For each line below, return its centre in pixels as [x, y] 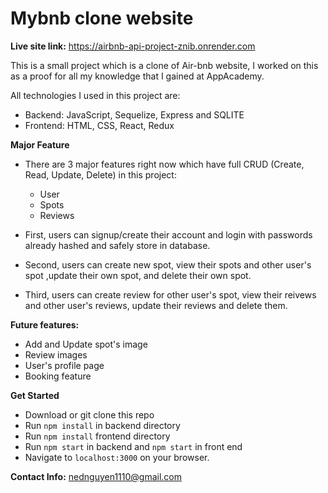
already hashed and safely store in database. [117, 245]
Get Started [35, 395]
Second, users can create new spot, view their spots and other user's [168, 264]
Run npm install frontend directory [97, 436]
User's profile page [64, 365]
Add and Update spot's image [86, 344]
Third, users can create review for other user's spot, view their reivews [170, 294]
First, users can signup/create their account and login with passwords [168, 234]
